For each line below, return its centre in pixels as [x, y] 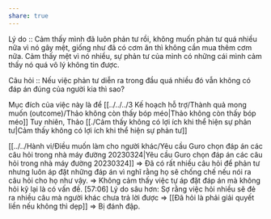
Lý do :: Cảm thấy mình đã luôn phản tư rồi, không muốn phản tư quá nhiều [133, 39]
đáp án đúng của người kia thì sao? [67, 89]
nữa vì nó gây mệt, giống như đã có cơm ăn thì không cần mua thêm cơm [130, 47]
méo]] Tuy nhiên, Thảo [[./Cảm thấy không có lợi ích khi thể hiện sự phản [130, 121]
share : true [28, 16]
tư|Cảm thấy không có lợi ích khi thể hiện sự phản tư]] [98, 130]
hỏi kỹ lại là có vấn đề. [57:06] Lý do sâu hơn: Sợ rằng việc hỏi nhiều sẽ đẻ [132, 189]
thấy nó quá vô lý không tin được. [64, 65]
